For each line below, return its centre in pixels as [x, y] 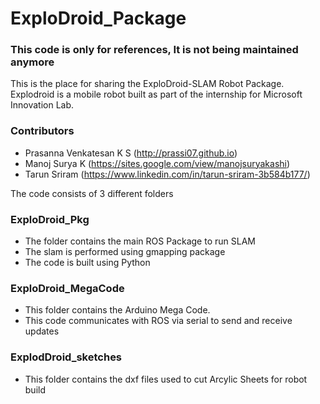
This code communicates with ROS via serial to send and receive [158, 321]
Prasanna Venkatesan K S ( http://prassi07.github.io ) [131, 153]
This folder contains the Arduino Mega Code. [117, 310]
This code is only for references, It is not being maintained [154, 50]
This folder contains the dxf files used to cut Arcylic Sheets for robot [166, 379]
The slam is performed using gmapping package [125, 252]
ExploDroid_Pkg [50, 219]
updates [42, 331]
